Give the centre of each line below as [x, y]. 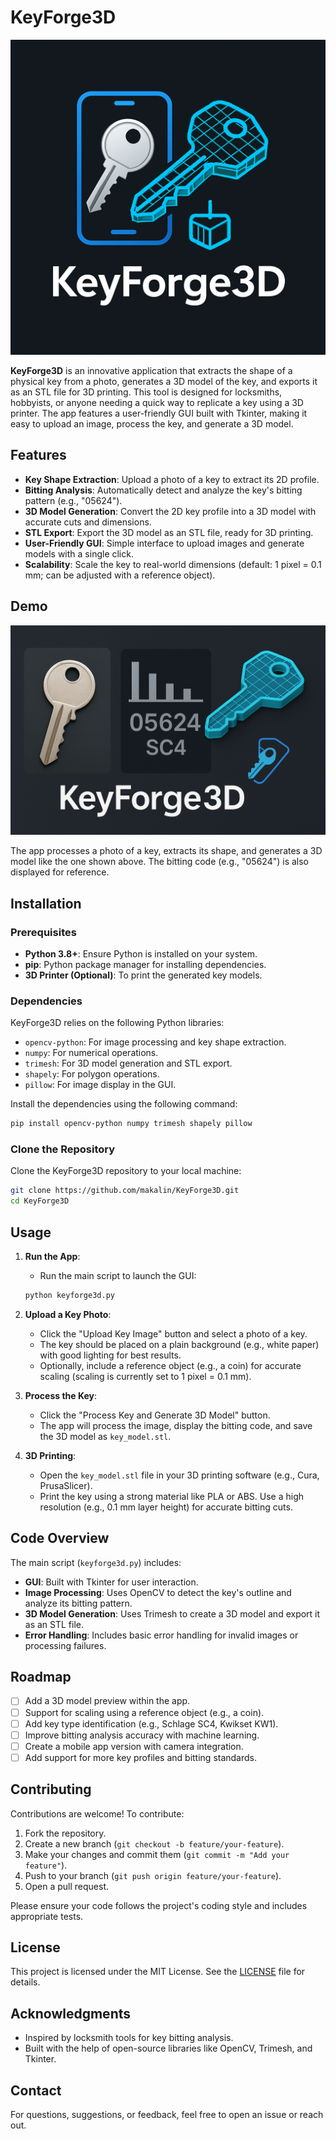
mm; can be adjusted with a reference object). [120, 575]
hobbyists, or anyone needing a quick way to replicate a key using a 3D [157, 402]
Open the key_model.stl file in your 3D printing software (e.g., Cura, [179, 1475]
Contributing [51, 1789]
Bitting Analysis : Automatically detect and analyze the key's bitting [163, 490]
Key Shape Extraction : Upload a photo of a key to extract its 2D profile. [172, 479]
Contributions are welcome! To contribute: [97, 1813]
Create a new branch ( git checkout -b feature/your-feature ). [154, 1843]
